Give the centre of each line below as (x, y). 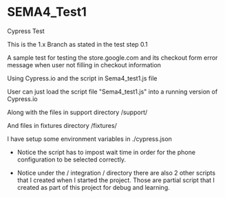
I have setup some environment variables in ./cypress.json (89, 139)
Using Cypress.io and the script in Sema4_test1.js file (82, 78)
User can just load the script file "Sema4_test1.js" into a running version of (112, 91)
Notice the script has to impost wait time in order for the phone (106, 152)
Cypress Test (26, 31)
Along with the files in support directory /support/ (77, 112)
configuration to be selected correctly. (71, 159)
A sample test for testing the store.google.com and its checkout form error (112, 57)
